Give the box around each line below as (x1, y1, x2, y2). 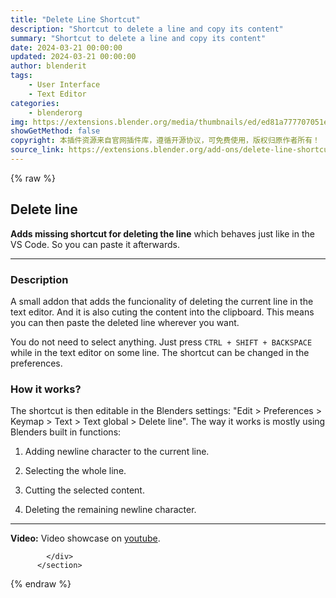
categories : (10, 98, 60, 108)
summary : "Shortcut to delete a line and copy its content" (10, 33, 267, 43)
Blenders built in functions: (10, 426, 122, 438)
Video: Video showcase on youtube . (10, 532, 161, 545)
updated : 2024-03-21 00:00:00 (10, 52, 137, 62)
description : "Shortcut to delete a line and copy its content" (10, 24, 284, 34)
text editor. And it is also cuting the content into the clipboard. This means (10, 306, 315, 318)
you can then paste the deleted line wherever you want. (10, 316, 240, 328)
